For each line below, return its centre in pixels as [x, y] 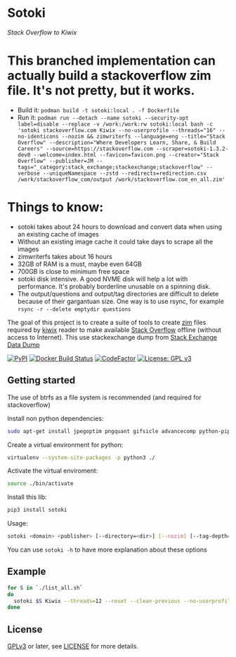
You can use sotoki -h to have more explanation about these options [107, 550]
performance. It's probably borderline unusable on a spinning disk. [114, 286]
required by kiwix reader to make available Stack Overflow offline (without [114, 330]
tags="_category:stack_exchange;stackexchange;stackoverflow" [110, 167]
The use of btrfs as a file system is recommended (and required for [104, 397]
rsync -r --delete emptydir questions [74, 309]
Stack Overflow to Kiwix [42, 32]
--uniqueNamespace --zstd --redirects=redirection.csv [125, 173]
